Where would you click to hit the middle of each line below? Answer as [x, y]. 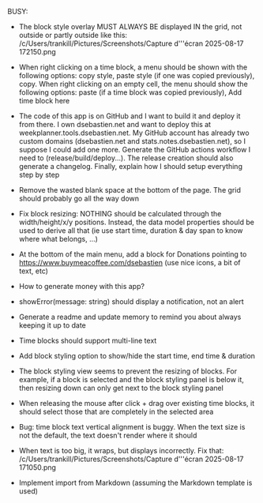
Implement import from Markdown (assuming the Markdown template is [135, 482]
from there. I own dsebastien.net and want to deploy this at [115, 124]
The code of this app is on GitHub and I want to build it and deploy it [130, 116]
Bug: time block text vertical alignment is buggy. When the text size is [132, 427]
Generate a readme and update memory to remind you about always [130, 317]
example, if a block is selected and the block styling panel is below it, [131, 379]
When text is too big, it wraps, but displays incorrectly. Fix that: [121, 450]
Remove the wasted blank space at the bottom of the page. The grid [130, 190]
